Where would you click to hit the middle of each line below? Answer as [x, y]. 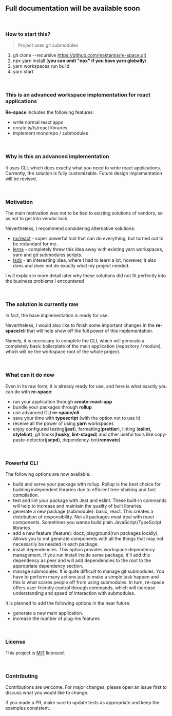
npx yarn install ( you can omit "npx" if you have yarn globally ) [80, 61]
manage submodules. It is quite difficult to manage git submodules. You [88, 571]
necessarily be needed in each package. [56, 544]
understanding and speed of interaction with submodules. [74, 593]
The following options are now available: [48, 474]
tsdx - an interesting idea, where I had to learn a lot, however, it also [84, 260]
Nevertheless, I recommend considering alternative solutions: [70, 228]
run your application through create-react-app [62, 401]
